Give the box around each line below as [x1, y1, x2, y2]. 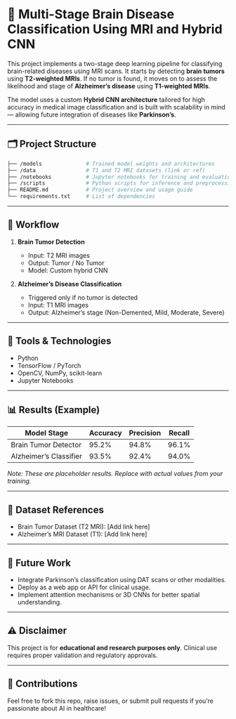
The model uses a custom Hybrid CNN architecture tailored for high [7, 95, 205, 104]
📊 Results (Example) [7, 404, 100, 416]
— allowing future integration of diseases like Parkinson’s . [7, 110, 177, 119]
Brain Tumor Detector [11, 440, 82, 450]
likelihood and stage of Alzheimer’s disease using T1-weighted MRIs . [7, 81, 211, 90]
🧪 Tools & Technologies [7, 335, 112, 347]
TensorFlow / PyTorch [17, 361, 81, 369]
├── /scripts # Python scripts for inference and [7, 180, 193, 187]
